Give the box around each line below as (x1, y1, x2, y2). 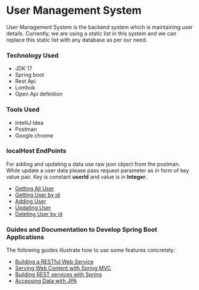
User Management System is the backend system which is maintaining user (6, 23, 194, 31)
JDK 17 (14, 65, 32, 72)
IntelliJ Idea (14, 119, 44, 126)
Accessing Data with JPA (14, 277, 77, 285)
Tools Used (6, 106, 40, 114)
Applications (6, 232, 44, 241)
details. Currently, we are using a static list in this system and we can (6, 29, 177, 37)
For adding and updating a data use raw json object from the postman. (6, 160, 180, 168)
